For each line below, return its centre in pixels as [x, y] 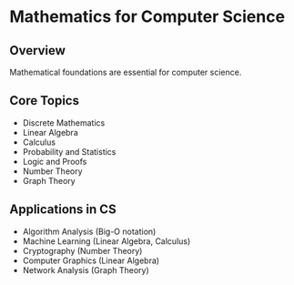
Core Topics [45, 101]
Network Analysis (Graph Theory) [86, 270]
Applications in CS [63, 210]
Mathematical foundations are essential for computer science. [126, 72]
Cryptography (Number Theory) [82, 250]
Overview [38, 51]
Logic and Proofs [55, 161]
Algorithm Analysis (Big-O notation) [89, 231]
